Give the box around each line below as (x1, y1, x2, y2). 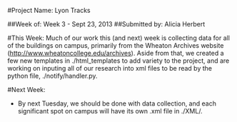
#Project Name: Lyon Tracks (7, 6, 91, 14)
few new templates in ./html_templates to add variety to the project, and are (7, 56, 230, 65)
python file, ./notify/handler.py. (7, 71, 98, 80)
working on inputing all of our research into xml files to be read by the (7, 64, 213, 72)
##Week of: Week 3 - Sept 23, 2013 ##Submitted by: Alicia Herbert (7, 20, 206, 28)
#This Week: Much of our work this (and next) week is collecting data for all (7, 34, 231, 42)
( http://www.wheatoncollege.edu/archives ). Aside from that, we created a (7, 49, 224, 57)
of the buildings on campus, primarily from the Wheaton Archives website (7, 41, 224, 49)
